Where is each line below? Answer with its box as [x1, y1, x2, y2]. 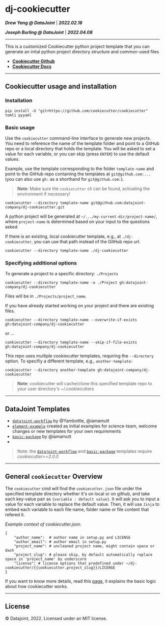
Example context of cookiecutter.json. [5, 521, 82, 527]
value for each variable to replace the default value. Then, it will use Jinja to [5, 501, 160, 507]
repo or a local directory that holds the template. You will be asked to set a [5, 145, 156, 151]
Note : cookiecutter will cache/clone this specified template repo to [17, 381, 152, 387]
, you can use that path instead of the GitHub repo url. [31, 238, 141, 244]
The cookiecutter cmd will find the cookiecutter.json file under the [5, 485, 142, 491]
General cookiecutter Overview [5, 472, 103, 481]
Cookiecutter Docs [12, 63, 52, 69]
